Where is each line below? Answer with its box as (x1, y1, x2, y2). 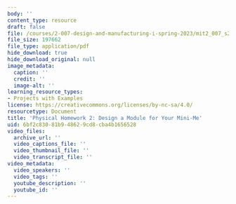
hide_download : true (7, 50, 68, 57)
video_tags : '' (13, 173, 58, 180)
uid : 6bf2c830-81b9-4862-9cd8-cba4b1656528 (7, 121, 137, 128)
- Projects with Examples (7, 95, 83, 102)
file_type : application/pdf (7, 43, 90, 50)
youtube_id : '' (13, 186, 58, 193)
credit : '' (13, 75, 46, 83)
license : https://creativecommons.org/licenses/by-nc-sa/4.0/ (7, 102, 193, 109)
